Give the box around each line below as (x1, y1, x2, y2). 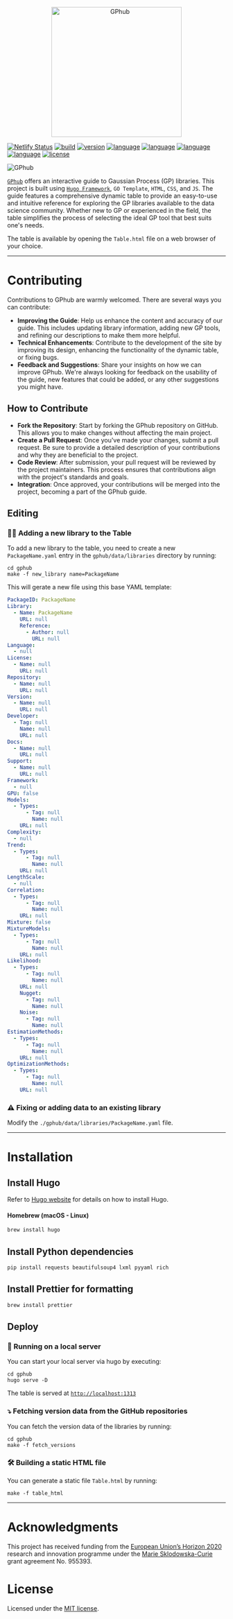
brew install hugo (7, 1227, 60, 1233)
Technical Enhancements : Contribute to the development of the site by (17, 338, 222, 347)
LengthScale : (7, 874, 45, 881)
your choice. (7, 242, 43, 250)
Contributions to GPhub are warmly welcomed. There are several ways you (7, 295, 222, 304)
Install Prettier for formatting (7, 1283, 134, 1295)
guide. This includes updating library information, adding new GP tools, (17, 323, 221, 332)
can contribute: (7, 302, 51, 311)
